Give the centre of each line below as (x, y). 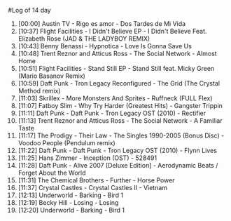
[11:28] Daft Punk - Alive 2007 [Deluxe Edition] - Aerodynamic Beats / (118, 165)
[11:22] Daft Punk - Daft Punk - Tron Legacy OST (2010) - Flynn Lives (118, 150)
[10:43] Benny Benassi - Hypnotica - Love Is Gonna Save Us (105, 46)
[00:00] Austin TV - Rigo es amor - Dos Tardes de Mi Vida (102, 24)
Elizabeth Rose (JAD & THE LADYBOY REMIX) (84, 39)
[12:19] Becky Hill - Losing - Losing (68, 202)
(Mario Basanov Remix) (52, 76)
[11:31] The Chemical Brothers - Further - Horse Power (96, 180)
